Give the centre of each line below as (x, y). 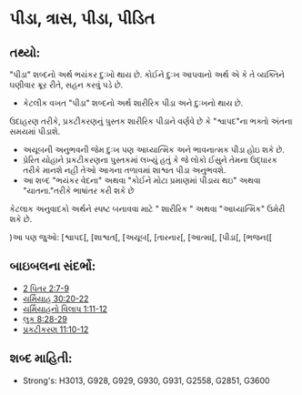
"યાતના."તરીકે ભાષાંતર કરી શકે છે (78, 191)
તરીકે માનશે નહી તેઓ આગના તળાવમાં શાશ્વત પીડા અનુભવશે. (124, 170)
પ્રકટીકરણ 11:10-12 (55, 329)
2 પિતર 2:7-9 (46, 288)
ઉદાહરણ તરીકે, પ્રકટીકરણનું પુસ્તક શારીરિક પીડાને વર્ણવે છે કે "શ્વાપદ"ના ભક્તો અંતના (151, 121)
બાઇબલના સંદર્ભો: (53, 266)
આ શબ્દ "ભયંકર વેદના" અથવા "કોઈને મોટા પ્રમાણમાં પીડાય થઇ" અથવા (141, 180)
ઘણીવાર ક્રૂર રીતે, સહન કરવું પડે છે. (66, 85)
